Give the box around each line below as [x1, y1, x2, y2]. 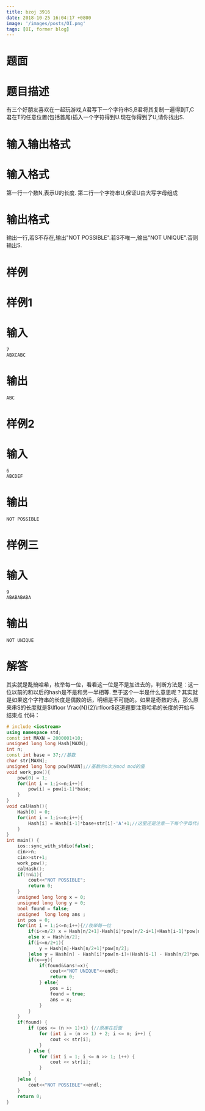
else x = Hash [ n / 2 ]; [28, 934, 81, 940]
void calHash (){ [6, 803, 48, 809]
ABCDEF [6, 473, 23, 479]
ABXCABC [6, 352, 26, 358]
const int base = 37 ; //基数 [6, 752, 76, 759]
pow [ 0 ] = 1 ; [17, 775, 48, 781]
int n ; [6, 746, 23, 752]
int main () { [6, 838, 40, 844]
